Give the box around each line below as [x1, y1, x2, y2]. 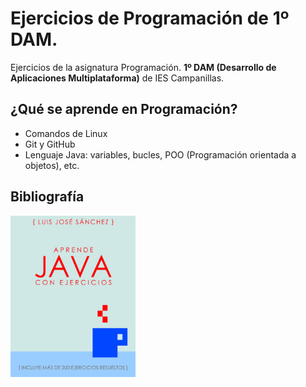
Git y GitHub [24, 138, 76, 150]
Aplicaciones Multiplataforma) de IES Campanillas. [10, 72, 225, 84]
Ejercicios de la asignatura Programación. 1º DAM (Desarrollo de [10, 61, 277, 73]
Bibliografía [10, 188, 85, 206]
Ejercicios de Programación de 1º [10, 7, 290, 30]
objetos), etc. [24, 159, 80, 171]
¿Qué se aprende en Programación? [10, 101, 238, 118]
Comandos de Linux [24, 127, 108, 139]
